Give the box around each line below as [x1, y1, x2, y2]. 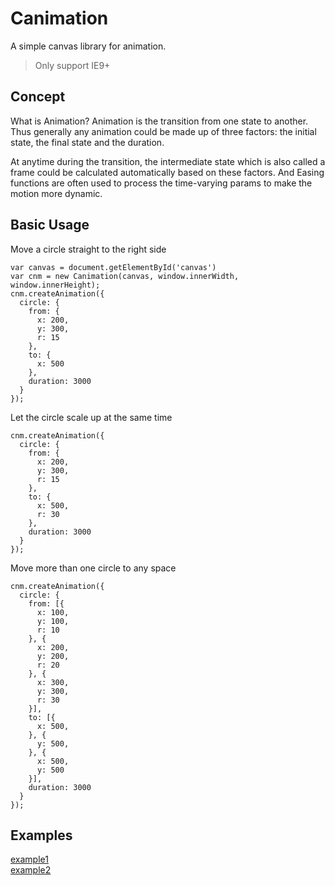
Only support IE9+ [34, 59, 111, 71]
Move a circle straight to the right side [10, 243, 167, 255]
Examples [10, 827, 73, 844]
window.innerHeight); [10, 280, 101, 290]
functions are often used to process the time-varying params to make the [10, 177, 313, 189]
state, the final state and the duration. [10, 136, 165, 148]
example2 [10, 864, 52, 876]
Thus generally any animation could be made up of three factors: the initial [10, 125, 317, 137]
